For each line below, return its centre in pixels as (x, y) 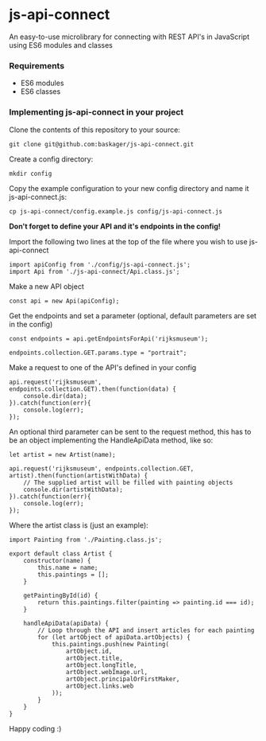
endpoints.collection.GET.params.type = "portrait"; (98, 353)
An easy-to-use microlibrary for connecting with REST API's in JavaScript (129, 37)
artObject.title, (94, 658)
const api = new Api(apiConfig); (64, 301)
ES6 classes (40, 92)
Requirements (37, 65)
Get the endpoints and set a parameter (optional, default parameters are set (133, 315)
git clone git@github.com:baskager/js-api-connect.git (102, 144)
